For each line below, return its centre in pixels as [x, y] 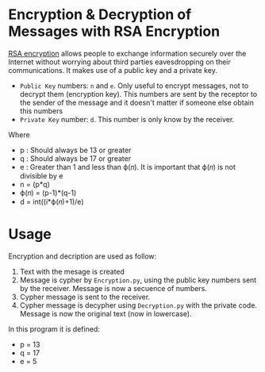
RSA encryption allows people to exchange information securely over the [127, 53]
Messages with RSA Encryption [114, 31]
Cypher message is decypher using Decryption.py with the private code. [138, 305]
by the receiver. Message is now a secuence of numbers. [113, 288]
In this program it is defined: [54, 329]
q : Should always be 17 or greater [75, 158]
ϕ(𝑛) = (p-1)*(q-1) [48, 193]
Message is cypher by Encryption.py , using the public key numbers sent [138, 280]
